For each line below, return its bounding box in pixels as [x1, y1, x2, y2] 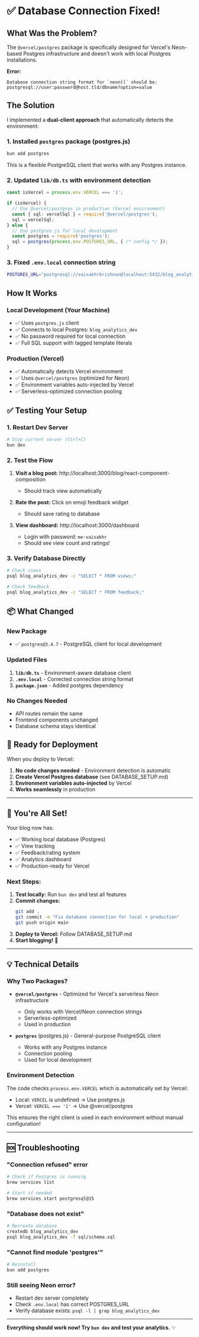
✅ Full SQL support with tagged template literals [15, 339, 132, 346]
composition [15, 475, 46, 483]
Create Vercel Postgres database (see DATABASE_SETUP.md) [15, 773, 169, 780]
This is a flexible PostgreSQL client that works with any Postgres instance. [6, 161, 187, 168]
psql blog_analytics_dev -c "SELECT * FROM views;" [6, 573, 136, 579]
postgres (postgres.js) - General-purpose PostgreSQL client [15, 1032, 161, 1039]
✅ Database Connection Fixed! [6, 4, 161, 18]
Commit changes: [15, 897, 61, 904]
